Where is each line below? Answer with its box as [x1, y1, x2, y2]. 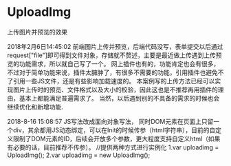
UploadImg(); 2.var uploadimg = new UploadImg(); [7, 151, 151, 159]
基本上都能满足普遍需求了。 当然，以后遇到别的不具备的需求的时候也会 [19, 94, 220, 102]
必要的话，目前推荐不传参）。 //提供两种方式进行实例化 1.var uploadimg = [12, 143, 219, 152]
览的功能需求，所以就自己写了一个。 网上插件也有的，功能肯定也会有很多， [7, 59, 220, 68]
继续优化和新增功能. [7, 103, 64, 111]
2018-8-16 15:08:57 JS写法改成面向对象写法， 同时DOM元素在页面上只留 [7, 117, 214, 125]
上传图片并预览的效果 [7, 28, 67, 36]
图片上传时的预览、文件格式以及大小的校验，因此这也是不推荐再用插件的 [12, 85, 218, 94]
